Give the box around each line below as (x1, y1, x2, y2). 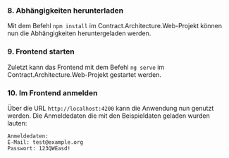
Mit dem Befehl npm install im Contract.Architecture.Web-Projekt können (7, 22, 223, 30)
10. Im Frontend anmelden (7, 87, 98, 97)
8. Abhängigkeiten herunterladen (7, 6, 124, 16)
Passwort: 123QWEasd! (7, 145, 71, 152)
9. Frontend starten (7, 47, 75, 56)
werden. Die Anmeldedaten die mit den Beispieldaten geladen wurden (7, 111, 210, 120)
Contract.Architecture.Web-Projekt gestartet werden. (7, 70, 162, 79)
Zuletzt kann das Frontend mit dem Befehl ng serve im (7, 63, 165, 71)
